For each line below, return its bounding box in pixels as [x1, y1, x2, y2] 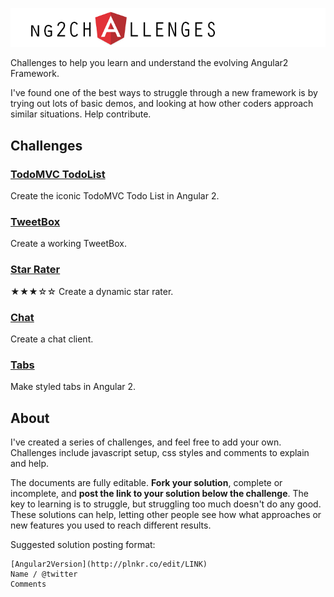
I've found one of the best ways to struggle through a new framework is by [10, 87, 318, 99]
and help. [10, 457, 50, 469]
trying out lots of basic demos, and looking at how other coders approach [10, 98, 314, 110]
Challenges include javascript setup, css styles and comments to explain [10, 446, 310, 458]
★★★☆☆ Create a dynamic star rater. [10, 285, 174, 297]
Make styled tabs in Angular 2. [10, 381, 137, 393]
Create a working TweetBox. [10, 238, 127, 250]
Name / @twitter [10, 569, 78, 579]
